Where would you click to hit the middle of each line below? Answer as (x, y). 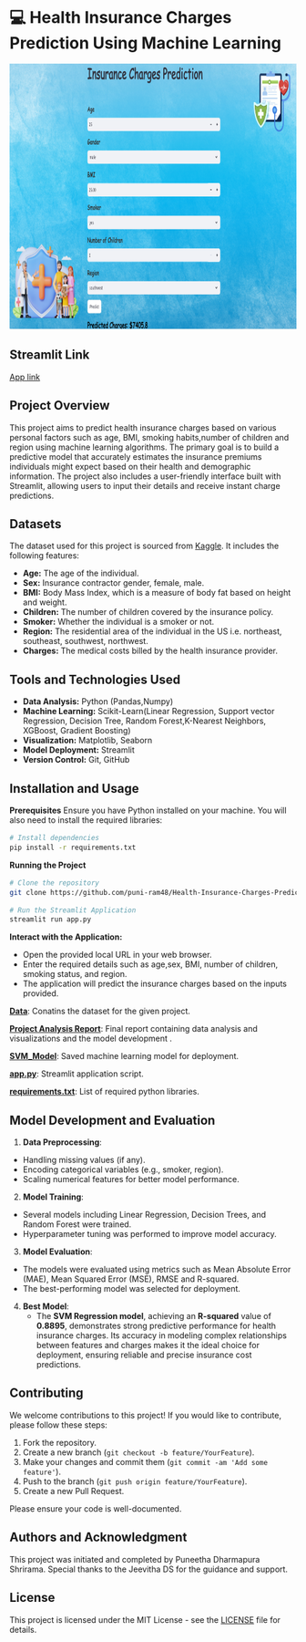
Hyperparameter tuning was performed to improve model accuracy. (149, 1234)
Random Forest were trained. (77, 1224)
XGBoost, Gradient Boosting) (76, 731)
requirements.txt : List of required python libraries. (105, 1092)
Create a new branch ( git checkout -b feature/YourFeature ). (138, 1452)
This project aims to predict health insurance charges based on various (143, 427)
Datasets (36, 524)
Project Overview (60, 405)
